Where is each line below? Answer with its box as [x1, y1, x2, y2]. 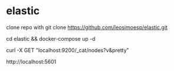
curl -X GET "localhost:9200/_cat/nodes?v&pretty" [6, 46, 130, 54]
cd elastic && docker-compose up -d [6, 35, 96, 42]
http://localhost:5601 [6, 58, 57, 65]
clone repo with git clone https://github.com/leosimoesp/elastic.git [6, 24, 168, 31]
